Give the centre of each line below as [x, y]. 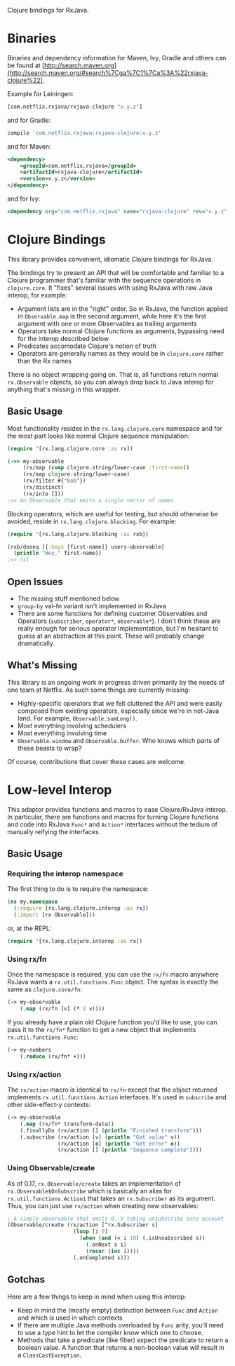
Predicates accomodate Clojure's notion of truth [87, 346]
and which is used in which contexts [70, 1318]
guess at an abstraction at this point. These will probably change [111, 636]
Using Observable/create [51, 1168]
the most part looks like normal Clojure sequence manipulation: [99, 436]
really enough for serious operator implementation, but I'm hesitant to [118, 628]
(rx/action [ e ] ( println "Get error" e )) [119, 1144]
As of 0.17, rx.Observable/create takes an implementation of [94, 1183]
